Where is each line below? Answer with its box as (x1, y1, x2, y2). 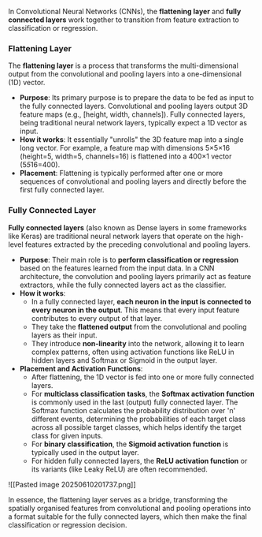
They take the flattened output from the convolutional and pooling (31, 322, 247, 331)
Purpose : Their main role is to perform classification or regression (19, 255, 238, 264)
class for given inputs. (31, 431, 104, 440)
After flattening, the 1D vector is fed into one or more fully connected (31, 372, 254, 382)
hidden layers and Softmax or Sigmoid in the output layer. (31, 355, 218, 365)
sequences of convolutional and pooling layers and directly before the (19, 177, 247, 186)
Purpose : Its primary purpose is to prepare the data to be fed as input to (19, 93, 254, 103)
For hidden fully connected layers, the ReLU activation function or (31, 456, 248, 465)
